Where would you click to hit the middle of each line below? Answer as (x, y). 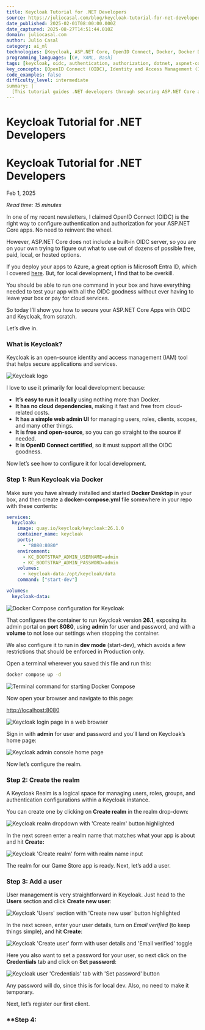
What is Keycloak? (34, 344)
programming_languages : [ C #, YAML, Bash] (60, 58)
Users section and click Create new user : (59, 901)
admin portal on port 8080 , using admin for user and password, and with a (101, 626)
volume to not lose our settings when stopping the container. (83, 633)
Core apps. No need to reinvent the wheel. (59, 230)
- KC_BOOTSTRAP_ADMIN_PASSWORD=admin (70, 562)
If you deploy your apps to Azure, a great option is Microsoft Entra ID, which (102, 267)
